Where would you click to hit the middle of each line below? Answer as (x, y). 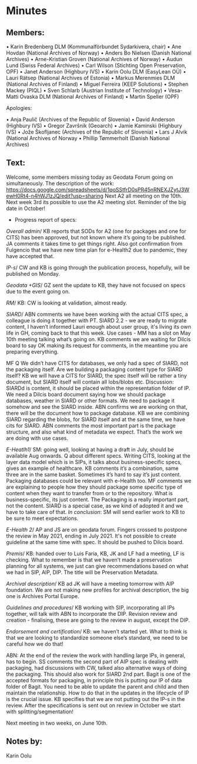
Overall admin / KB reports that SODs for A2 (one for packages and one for (96, 231)
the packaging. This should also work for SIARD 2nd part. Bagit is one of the (98, 674)
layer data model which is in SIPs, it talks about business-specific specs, (94, 462)
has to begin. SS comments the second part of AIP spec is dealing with (92, 661)
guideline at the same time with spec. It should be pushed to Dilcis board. (95, 542)
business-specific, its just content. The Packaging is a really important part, (98, 499)
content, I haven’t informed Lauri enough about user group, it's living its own (98, 326)
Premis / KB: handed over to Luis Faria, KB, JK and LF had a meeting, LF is (95, 553)
